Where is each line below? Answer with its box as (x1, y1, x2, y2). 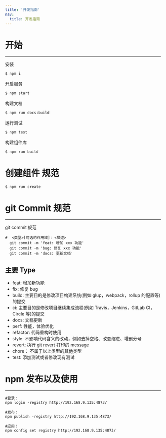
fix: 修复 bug (12, 286, 38, 292)
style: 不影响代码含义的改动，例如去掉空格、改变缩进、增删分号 (12, 336, 142, 342)
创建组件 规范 (5, 167, 59, 179)
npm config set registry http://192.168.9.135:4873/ (5, 428, 116, 433)
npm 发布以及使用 (5, 374, 78, 385)
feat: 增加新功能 (12, 280, 45, 286)
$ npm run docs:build (5, 110, 50, 116)
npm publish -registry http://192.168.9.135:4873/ (5, 414, 112, 419)
